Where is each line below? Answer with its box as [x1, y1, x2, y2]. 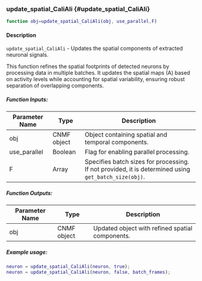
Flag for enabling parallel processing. [85, 148, 189, 156]
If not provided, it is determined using [85, 165, 191, 173]
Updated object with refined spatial [93, 224, 192, 233]
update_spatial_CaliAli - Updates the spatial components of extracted [6, 45, 183, 52]
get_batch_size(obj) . [85, 173, 145, 181]
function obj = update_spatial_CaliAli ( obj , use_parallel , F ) [6, 19, 158, 25]
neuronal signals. [6, 51, 49, 58]
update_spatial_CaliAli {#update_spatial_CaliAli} [6, 5, 150, 13]
